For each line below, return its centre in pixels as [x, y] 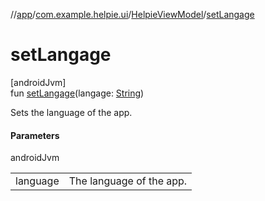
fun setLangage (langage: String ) [77, 93]
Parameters [35, 135]
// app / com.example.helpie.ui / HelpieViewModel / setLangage [132, 14]
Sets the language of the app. [71, 112]
